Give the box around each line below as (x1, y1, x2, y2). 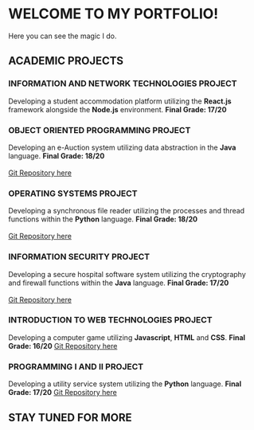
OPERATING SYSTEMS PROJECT (8, 188, 138, 199)
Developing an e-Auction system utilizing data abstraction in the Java (8, 143, 236, 152)
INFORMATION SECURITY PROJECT (8, 252, 150, 263)
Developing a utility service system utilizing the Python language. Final (8, 379, 242, 389)
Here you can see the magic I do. (8, 31, 117, 41)
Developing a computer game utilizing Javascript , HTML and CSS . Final (8, 332, 245, 342)
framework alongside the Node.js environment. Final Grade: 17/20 (8, 104, 227, 114)
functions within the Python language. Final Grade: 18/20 (8, 214, 197, 224)
